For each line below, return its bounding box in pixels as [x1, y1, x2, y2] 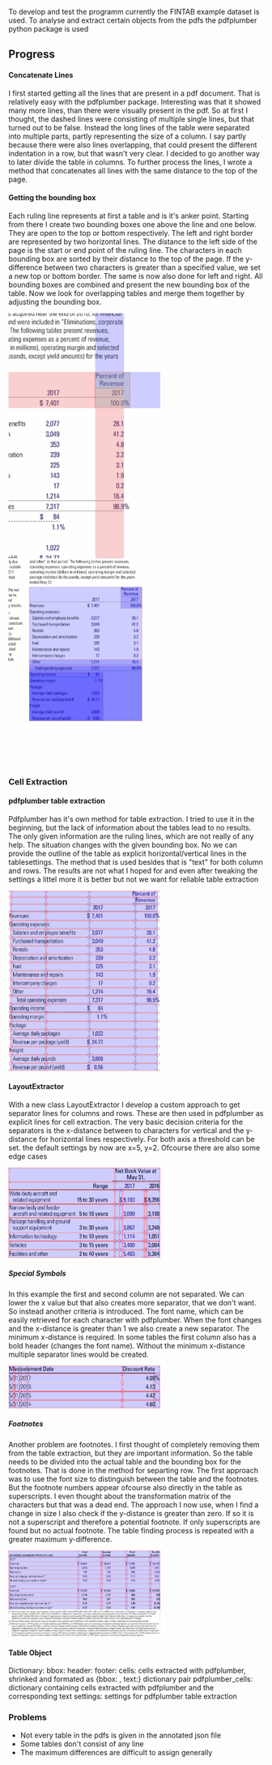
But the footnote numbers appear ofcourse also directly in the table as [8, 1482, 243, 1492]
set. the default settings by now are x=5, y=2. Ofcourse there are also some [8, 1143, 261, 1152]
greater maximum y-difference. [8, 1534, 113, 1544]
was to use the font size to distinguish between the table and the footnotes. [8, 1474, 260, 1484]
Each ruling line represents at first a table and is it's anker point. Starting [8, 211, 249, 220]
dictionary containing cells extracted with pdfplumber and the [8, 1683, 215, 1693]
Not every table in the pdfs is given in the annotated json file [19, 1730, 221, 1740]
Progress [8, 48, 55, 62]
